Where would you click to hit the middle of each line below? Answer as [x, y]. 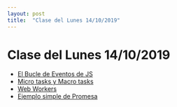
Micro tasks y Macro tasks [55, 82]
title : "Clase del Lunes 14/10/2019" [64, 20]
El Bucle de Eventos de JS [55, 74]
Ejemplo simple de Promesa [57, 97]
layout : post [26, 14]
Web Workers [37, 89]
